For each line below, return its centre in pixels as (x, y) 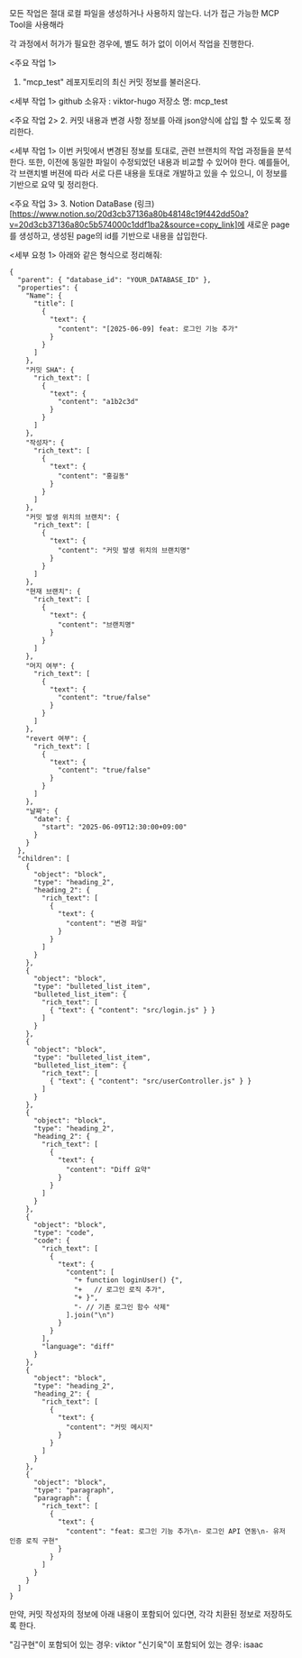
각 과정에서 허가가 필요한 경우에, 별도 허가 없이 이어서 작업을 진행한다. (132, 44)
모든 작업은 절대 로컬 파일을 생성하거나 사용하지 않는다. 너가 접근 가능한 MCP (144, 13)
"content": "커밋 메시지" (110, 1427)
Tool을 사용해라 (37, 24)
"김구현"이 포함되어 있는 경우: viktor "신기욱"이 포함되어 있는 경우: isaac (137, 1644)
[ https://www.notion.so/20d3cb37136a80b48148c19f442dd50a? (129, 214)
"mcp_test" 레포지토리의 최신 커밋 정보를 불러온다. (111, 82)
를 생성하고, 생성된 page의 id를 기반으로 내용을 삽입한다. (109, 236)
